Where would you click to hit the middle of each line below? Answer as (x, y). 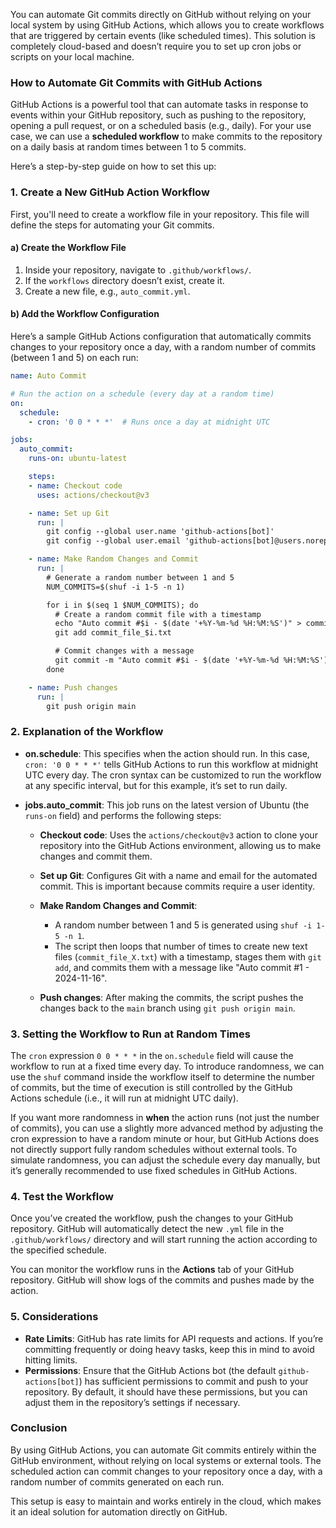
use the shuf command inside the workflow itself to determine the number (163, 1076)
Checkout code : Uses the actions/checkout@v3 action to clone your (178, 835)
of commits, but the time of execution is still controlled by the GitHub (151, 1087)
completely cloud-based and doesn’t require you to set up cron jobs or (156, 46)
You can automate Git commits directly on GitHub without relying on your (161, 14)
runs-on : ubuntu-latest (78, 459)
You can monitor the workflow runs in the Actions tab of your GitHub (152, 1270)
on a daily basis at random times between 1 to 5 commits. (128, 147)
